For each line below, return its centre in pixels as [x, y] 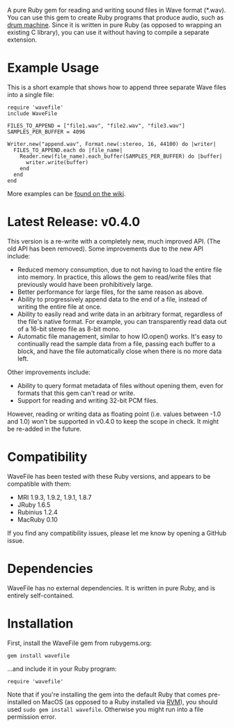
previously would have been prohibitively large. [85, 284]
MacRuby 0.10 [37, 519]
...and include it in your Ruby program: [62, 669]
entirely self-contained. [41, 595]
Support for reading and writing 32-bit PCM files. [88, 400]
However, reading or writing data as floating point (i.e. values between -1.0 [114, 414]
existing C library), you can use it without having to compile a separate [108, 32]
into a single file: [31, 94]
